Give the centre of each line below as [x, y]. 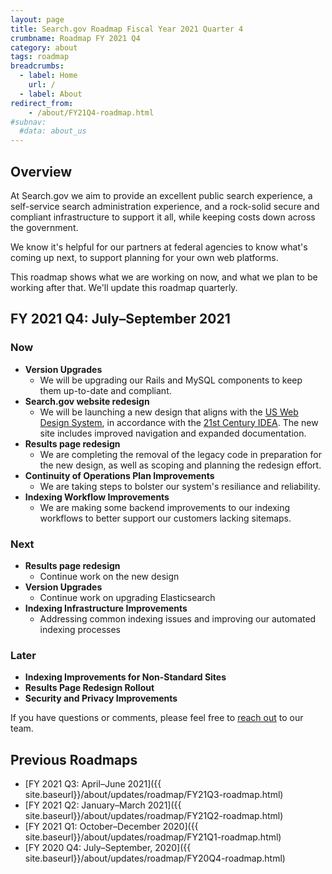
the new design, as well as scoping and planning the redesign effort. [180, 465]
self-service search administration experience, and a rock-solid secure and [165, 206]
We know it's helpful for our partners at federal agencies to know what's [159, 247]
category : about [44, 47]
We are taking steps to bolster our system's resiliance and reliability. [180, 486]
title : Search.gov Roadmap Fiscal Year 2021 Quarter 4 [127, 29]
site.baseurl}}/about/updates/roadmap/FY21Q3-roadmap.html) [154, 795]
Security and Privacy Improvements [101, 698]
